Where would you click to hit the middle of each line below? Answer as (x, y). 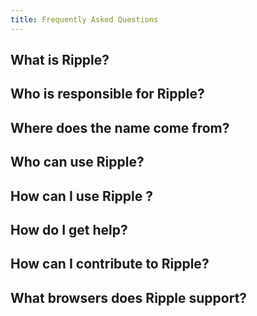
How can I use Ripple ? (81, 196)
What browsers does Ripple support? (129, 297)
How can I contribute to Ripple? (110, 264)
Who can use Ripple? (77, 162)
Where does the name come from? (120, 127)
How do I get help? (69, 229)
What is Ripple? (60, 60)
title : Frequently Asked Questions (84, 19)
